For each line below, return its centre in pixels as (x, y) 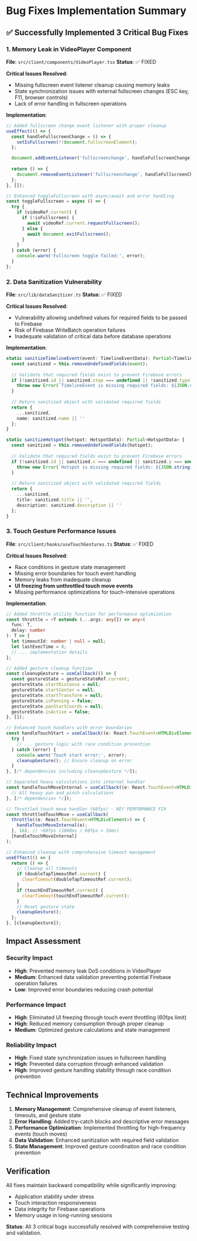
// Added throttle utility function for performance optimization (89, 614)
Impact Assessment (43, 941)
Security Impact (29, 958)
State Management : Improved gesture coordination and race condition (100, 1147)
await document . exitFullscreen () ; (69, 234)
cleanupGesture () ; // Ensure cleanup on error (74, 760)
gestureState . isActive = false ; (51, 712)
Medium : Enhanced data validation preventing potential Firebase (93, 977)
